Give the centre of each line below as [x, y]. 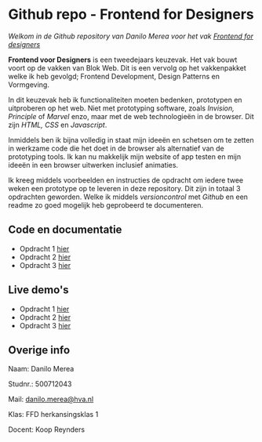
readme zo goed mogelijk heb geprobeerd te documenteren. [106, 205]
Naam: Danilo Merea [41, 369]
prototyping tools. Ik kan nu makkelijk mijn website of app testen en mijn [125, 156]
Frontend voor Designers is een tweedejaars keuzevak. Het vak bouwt [123, 60]
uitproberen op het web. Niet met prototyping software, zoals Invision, [122, 108]
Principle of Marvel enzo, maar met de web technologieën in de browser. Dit [131, 116]
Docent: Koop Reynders [46, 429]
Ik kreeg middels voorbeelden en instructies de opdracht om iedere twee [126, 180]
